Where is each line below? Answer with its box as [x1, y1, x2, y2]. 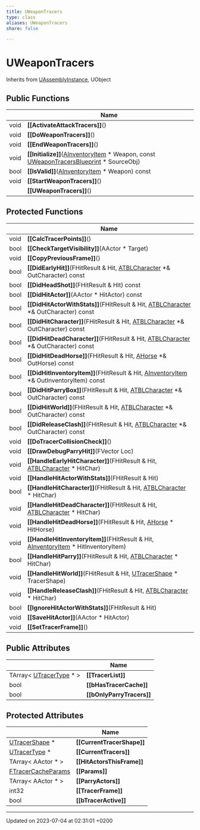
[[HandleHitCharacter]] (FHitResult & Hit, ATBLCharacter [27, 484, 186, 492]
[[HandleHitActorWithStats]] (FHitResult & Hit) [27, 473, 159, 482]
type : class [6, 14, 36, 20]
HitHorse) [27, 525, 55, 534]
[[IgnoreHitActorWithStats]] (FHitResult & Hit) [27, 603, 157, 612]
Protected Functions [6, 207, 83, 217]
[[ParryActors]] [76, 777, 121, 785]
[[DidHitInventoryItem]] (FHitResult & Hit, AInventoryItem [27, 368, 187, 377]
